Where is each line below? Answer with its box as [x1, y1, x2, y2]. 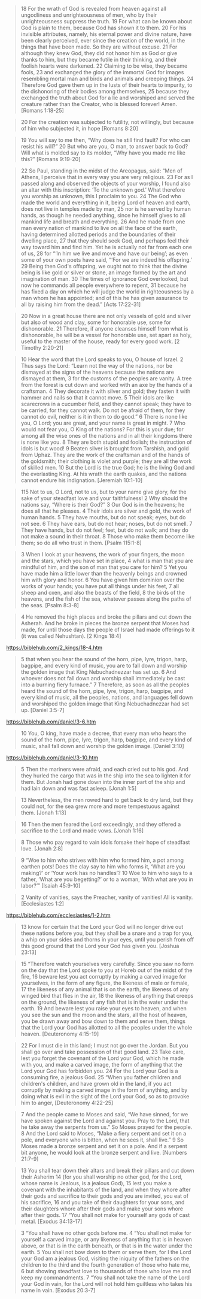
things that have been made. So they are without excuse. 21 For [20, 43, 178, 50]
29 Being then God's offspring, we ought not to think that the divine [20, 263, 187, 270]
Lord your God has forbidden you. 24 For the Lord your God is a [20, 1067, 178, 1074]
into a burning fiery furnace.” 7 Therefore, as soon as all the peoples [20, 681, 190, 688]
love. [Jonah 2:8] [20, 845, 63, 852]
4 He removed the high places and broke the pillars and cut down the [20, 613, 191, 620]
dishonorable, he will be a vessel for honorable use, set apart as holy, [20, 332, 192, 338]
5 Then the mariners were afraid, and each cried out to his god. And [20, 766, 188, 773]
